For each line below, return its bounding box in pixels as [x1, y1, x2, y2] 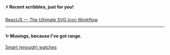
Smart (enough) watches [5, 44, 57, 50]
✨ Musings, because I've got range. [5, 32, 82, 39]
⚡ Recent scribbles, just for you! [5, 3, 74, 9]
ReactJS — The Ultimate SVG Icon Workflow [5, 17, 98, 23]
